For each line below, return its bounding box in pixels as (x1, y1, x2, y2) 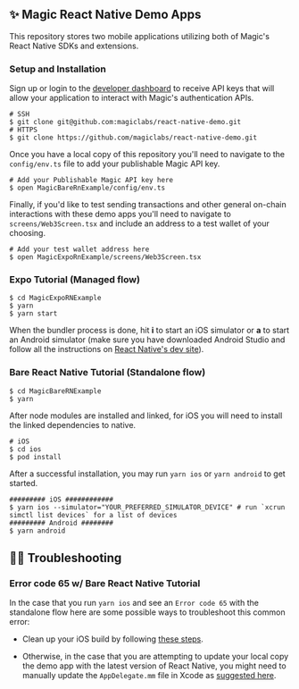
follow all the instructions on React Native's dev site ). (9, 344, 204, 355)
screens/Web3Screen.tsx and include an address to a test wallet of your (9, 218, 270, 229)
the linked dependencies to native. (9, 419, 137, 430)
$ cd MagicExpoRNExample (9, 294, 102, 303)
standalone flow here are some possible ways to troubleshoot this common (9, 607, 286, 618)
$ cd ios (9, 444, 42, 454)
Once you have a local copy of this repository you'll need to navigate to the (9, 149, 286, 160)
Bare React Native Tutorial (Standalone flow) (9, 366, 206, 379)
